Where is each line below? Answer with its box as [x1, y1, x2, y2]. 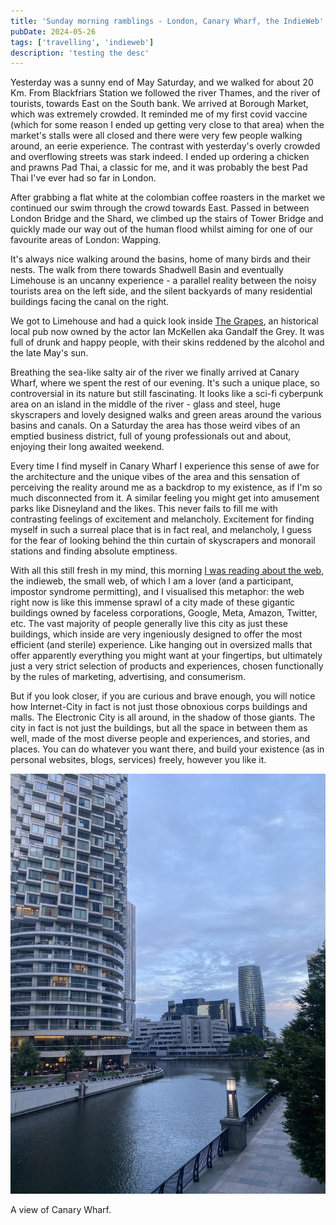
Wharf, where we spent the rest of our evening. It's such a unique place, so [10, 377, 321, 389]
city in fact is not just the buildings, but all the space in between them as [10, 722, 308, 734]
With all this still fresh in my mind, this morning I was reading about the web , [10, 565, 325, 577]
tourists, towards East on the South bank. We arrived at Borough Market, [10, 98, 309, 110]
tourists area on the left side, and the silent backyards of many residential [10, 285, 313, 297]
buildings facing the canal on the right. [10, 296, 170, 308]
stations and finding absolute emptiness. [10, 545, 178, 557]
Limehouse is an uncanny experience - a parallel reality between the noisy [10, 275, 317, 287]
